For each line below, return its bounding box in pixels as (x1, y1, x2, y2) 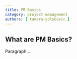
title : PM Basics (5, 7, 41, 12)
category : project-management (5, 12, 68, 17)
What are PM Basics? (5, 35, 72, 43)
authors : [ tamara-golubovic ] (5, 16, 70, 21)
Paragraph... (5, 48, 31, 54)
